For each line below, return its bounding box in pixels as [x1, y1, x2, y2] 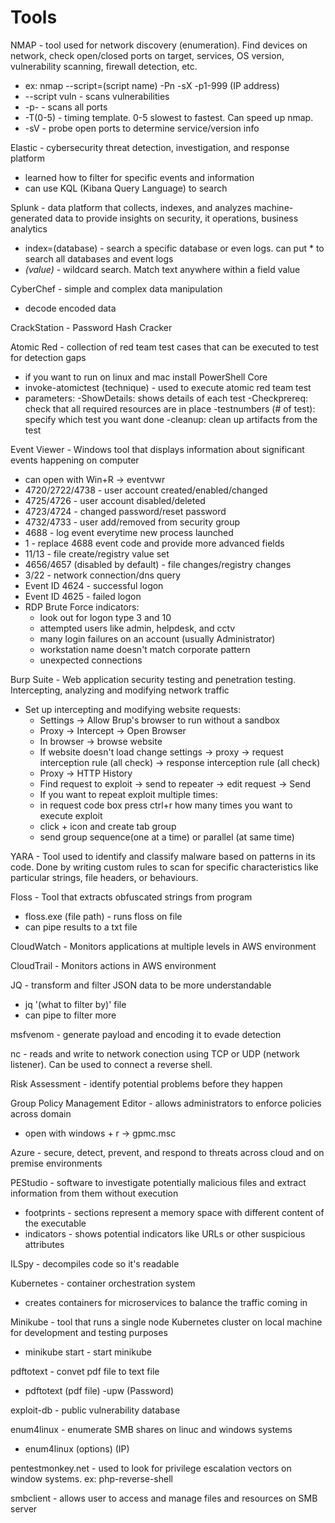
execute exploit [39, 809, 103, 821]
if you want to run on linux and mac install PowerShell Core [24, 371, 268, 383]
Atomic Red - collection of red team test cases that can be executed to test [10, 341, 320, 353]
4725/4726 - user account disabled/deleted [24, 494, 206, 506]
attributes [24, 1238, 65, 1250]
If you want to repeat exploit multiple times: [39, 788, 218, 800]
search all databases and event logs [24, 252, 174, 265]
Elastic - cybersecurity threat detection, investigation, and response [10, 141, 290, 153]
